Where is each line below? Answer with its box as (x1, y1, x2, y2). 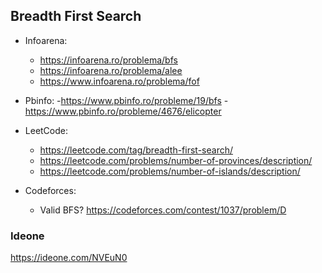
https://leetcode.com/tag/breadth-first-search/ (39, 144, 234, 156)
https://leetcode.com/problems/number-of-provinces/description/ (39, 154, 313, 166)
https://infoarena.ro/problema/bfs (39, 54, 178, 66)
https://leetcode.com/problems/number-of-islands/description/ (39, 165, 301, 177)
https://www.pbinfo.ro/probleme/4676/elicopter (24, 105, 222, 117)
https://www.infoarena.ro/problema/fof (39, 75, 200, 87)
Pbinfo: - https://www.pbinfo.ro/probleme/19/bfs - (24, 94, 229, 106)
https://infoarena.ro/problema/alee (39, 64, 183, 76)
